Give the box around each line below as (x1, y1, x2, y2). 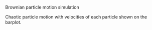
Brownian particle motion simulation (5, 4, 79, 10)
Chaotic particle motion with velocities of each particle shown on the (5, 14, 147, 19)
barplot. (5, 19, 22, 25)
